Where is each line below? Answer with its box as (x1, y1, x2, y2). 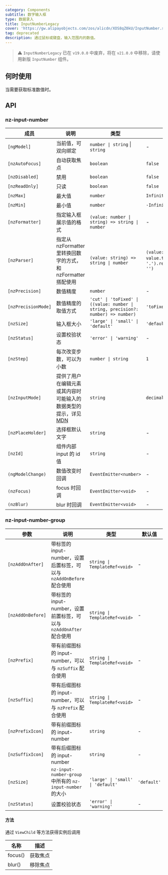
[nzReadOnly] (7, 184, 39, 189)
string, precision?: (89, 307, 139, 312)
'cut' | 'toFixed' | (89, 297, 139, 302)
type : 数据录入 (5, 17, 34, 22)
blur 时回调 (56, 502, 82, 509)
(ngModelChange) (7, 471, 46, 477)
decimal (145, 395, 164, 401)
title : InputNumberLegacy (5, 21, 59, 27)
